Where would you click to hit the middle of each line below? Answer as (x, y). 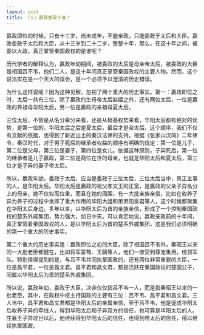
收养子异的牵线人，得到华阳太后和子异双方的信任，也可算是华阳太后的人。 (104, 310)
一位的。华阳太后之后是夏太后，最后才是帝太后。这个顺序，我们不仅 (112, 127)
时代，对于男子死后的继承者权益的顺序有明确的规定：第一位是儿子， (112, 143)
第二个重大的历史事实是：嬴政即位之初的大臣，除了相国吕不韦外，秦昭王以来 (102, 244)
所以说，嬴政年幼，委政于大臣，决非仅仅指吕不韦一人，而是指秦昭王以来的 (99, 287)
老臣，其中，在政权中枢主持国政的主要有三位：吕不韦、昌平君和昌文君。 (102, 295)
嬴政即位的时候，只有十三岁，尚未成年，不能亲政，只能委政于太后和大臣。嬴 (102, 36)
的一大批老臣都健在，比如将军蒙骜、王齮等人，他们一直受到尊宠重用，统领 (99, 252)
